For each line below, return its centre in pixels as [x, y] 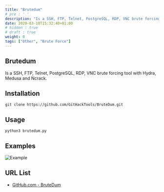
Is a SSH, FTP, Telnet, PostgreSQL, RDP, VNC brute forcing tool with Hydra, [81, 73]
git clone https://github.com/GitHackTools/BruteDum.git [64, 105]
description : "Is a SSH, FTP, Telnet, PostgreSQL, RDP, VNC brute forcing [83, 19]
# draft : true [20, 32]
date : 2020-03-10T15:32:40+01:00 [39, 23]
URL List [18, 173]
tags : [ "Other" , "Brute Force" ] [38, 42]
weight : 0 [15, 37]
